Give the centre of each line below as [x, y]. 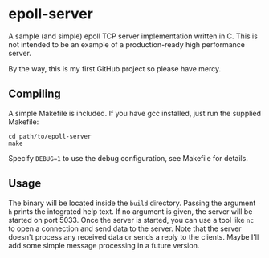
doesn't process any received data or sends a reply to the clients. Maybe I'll [134, 236]
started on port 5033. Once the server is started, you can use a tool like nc [131, 220]
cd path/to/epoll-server [50, 136]
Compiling [35, 94]
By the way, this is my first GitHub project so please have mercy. [115, 68]
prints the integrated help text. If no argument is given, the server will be [133, 211]
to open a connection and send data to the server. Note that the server [125, 228]
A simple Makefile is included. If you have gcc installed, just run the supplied [135, 113]
